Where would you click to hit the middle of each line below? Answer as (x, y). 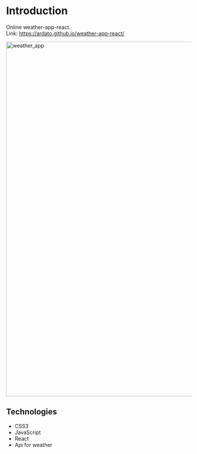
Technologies (32, 412)
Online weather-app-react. (38, 27)
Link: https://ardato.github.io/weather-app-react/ (65, 33)
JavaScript (28, 432)
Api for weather (34, 445)
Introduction (37, 11)
